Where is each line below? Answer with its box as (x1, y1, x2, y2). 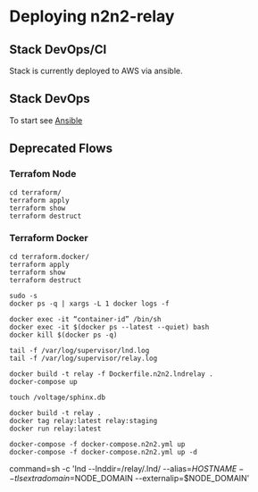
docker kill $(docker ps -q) (9, 330, 118, 339)
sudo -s (9, 291, 38, 300)
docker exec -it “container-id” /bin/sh (9, 314, 162, 323)
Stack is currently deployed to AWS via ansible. (9, 65, 183, 76)
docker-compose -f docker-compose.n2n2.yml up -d (9, 447, 198, 456)
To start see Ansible (9, 114, 83, 126)
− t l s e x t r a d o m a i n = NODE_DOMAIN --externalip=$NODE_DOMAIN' (9, 472, 250, 483)
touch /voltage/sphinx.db (9, 393, 105, 402)
